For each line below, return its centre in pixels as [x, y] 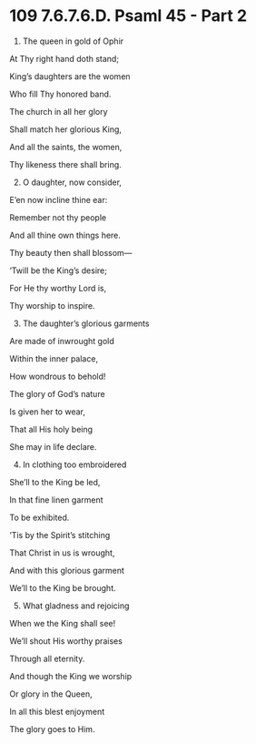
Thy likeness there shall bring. [66, 164]
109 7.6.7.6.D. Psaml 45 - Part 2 [128, 16]
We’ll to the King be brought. [63, 587]
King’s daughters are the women [70, 76]
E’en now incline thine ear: [59, 199]
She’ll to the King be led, [55, 482]
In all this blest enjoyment [57, 711]
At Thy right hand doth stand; [64, 58]
